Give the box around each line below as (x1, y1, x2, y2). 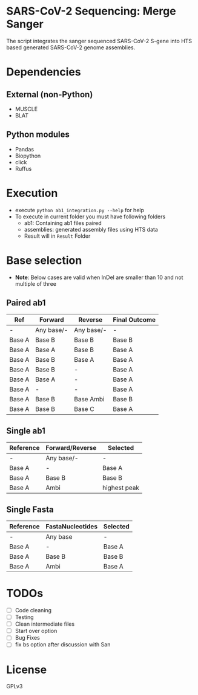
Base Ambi (73, 395, 105, 404)
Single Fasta (6, 504, 54, 514)
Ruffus (15, 165, 32, 172)
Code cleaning (15, 607, 52, 614)
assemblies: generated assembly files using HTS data (24, 226, 159, 233)
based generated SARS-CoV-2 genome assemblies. (6, 44, 136, 51)
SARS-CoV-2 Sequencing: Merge (6, 4, 177, 18)
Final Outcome (113, 316, 156, 324)
